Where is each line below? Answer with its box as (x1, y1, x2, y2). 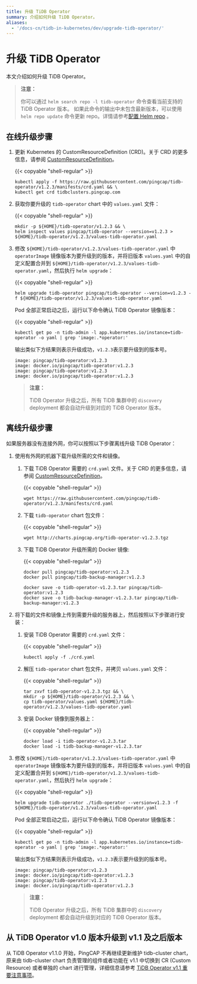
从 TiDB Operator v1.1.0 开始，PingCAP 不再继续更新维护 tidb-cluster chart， (6, 949, 191, 956)
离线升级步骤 (6, 423, 53, 433)
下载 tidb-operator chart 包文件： (23, 511, 106, 519)
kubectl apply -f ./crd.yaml (23, 654, 95, 660)
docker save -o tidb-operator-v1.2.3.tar (23, 584, 126, 590)
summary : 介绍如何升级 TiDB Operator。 (6, 14, 98, 20)
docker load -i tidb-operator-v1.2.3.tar (23, 738, 126, 744)
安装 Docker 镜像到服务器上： (23, 715, 96, 722)
